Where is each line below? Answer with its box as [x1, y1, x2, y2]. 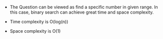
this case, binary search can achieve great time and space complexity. [9, 9, 154, 15]
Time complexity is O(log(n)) [9, 19, 68, 24]
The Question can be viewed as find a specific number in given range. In [9, 4, 159, 10]
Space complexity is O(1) [9, 28, 61, 34]
